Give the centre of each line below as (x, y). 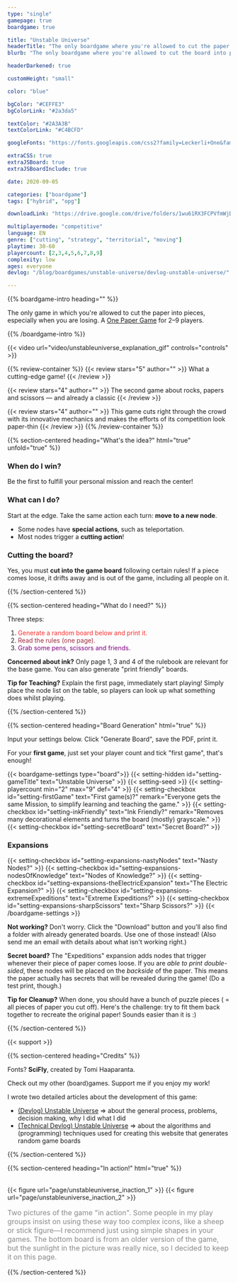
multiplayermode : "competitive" (55, 227)
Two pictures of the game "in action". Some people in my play (110, 1213)
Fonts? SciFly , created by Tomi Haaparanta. (72, 1070)
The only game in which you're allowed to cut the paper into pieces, (106, 313)
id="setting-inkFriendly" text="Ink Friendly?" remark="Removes (131, 812)
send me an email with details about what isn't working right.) (97, 942)
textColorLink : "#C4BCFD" (45, 130)
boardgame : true (31, 27)
